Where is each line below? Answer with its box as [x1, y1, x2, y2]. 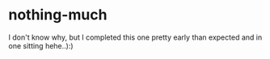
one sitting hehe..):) [8, 40, 74, 50]
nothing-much [8, 6, 108, 24]
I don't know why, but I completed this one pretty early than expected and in [8, 32, 263, 42]
